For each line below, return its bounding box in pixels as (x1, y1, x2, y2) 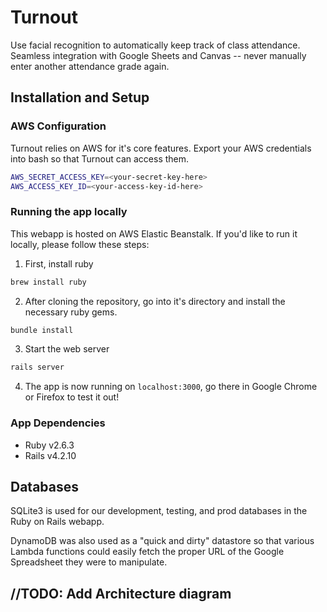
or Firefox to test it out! (24, 391, 120, 403)
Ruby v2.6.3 (24, 439, 75, 451)
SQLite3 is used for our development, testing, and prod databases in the (10, 505, 308, 517)
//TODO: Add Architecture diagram (10, 585, 232, 602)
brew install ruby (10, 277, 87, 287)
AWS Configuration (10, 119, 107, 133)
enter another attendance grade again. (10, 60, 170, 72)
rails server (10, 362, 65, 373)
